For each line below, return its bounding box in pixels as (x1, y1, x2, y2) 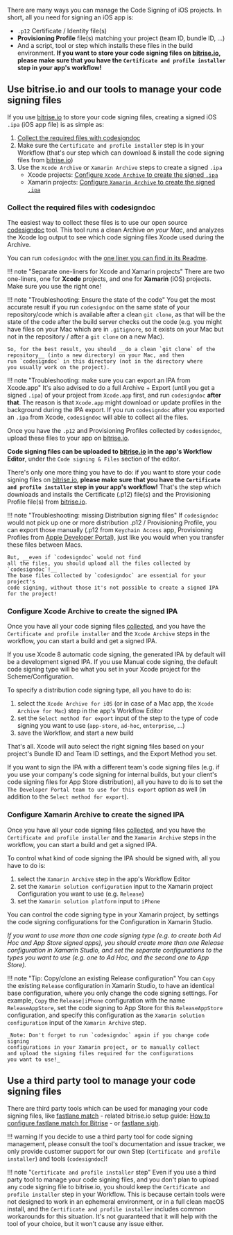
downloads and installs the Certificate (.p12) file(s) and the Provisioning (7, 491, 212, 499)
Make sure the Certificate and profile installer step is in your (17, 141, 205, 149)
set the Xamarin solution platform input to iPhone (17, 896, 161, 905)
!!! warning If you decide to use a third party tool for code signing (7, 1132, 193, 1141)
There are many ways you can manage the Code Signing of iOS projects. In (7, 6, 222, 14)
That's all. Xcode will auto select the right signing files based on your (7, 742, 205, 751)
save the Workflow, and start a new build (17, 729, 134, 738)
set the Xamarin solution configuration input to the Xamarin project (17, 882, 214, 890)
